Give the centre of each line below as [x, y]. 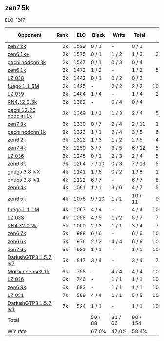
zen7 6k [17, 249]
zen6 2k [17, 140]
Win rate [17, 331]
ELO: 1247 [15, 20]
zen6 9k [17, 287]
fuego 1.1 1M [23, 209]
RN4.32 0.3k [22, 102]
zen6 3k [17, 163]
